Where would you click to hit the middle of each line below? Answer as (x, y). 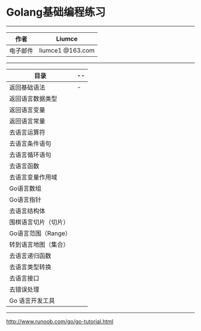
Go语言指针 (25, 199)
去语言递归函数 (31, 256)
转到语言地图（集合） (39, 244)
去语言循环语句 (31, 154)
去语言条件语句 (31, 143)
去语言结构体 (28, 211)
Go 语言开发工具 (32, 300)
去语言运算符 (28, 132)
